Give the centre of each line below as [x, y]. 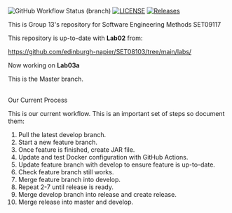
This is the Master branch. [46, 79]
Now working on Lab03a [44, 65]
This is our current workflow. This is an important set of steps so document [116, 114]
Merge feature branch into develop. [69, 180]
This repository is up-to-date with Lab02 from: [75, 38]
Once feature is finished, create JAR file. [76, 150]
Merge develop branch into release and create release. [97, 194]
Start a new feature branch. [57, 142]
